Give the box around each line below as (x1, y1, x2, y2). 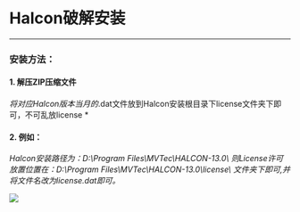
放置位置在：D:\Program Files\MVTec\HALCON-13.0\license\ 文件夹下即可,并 (9, 164, 291, 175)
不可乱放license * (24, 110, 89, 120)
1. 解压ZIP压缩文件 (9, 77, 77, 87)
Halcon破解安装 (9, 8, 126, 29)
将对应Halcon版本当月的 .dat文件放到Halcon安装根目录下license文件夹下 (9, 99, 274, 110)
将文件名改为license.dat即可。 (9, 175, 121, 186)
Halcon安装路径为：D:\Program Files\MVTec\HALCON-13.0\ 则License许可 (9, 153, 284, 164)
